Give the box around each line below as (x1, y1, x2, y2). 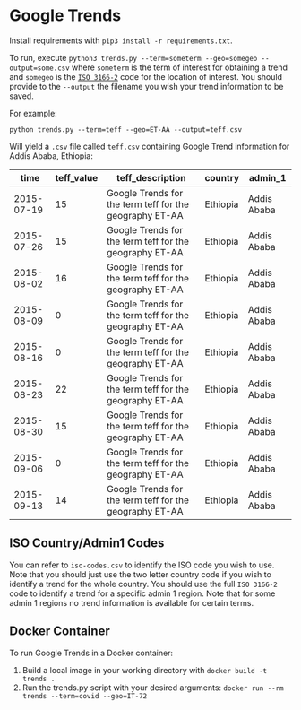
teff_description (116, 171, 186, 184)
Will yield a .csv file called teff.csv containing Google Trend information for (9, 141, 290, 152)
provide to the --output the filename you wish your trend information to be (9, 81, 284, 91)
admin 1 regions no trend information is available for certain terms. (9, 597, 254, 608)
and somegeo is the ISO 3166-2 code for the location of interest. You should (9, 71, 282, 82)
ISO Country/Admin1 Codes (9, 535, 165, 551)
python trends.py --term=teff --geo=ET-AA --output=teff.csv (9, 125, 243, 134)
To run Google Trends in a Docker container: (9, 647, 173, 658)
